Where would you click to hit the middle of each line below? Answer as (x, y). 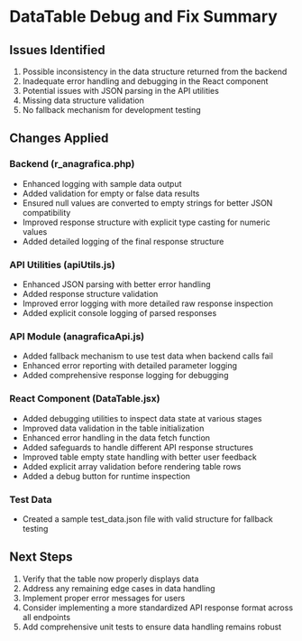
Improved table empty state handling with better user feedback (139, 457)
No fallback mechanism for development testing (111, 110)
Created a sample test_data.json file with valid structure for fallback (147, 519)
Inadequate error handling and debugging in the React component (145, 81)
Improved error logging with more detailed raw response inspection (147, 303)
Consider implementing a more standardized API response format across (158, 608)
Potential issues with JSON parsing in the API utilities (120, 91)
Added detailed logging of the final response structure (123, 241)
